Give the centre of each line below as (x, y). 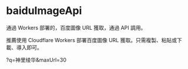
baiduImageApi (44, 11)
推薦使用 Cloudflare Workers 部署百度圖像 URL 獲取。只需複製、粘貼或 (92, 40)
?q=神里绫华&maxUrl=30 (36, 60)
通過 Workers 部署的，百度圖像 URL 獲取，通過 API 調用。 (76, 27)
